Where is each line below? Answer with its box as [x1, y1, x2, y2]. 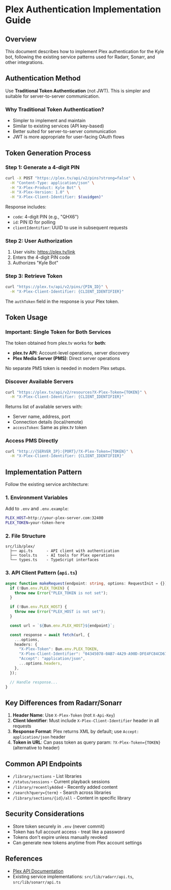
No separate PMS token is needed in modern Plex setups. [5, 365, 126, 371]
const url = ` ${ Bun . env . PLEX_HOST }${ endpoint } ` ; [10, 623, 115, 628]
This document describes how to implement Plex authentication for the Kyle [5, 49, 164, 54]
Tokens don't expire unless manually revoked [12, 834, 108, 840]
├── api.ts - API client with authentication [10, 548, 120, 553]
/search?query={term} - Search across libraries [12, 789, 111, 795]
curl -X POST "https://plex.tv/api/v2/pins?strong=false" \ [5, 175, 136, 181]
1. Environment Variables [5, 494, 68, 501]
